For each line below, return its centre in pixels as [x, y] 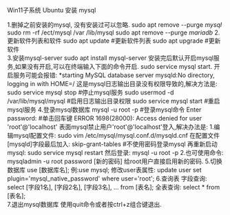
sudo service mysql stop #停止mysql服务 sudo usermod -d [91, 92]
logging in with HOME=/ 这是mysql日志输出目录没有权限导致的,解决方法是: [113, 84]
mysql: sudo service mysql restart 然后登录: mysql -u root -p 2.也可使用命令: [115, 153]
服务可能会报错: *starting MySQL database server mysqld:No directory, [114, 75]
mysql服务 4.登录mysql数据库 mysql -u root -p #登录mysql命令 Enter [104, 110]
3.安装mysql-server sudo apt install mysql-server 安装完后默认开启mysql [110, 58]
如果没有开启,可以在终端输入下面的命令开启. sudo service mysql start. [114, 66]
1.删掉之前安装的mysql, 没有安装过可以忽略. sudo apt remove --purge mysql [115, 25]
